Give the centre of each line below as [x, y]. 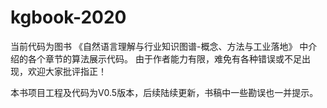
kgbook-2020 [68, 17]
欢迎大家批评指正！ [67, 71]
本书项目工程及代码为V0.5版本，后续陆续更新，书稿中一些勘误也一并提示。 [164, 92]
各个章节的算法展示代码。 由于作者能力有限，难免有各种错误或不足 [164, 58]
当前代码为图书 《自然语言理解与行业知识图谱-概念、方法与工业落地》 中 [159, 46]
